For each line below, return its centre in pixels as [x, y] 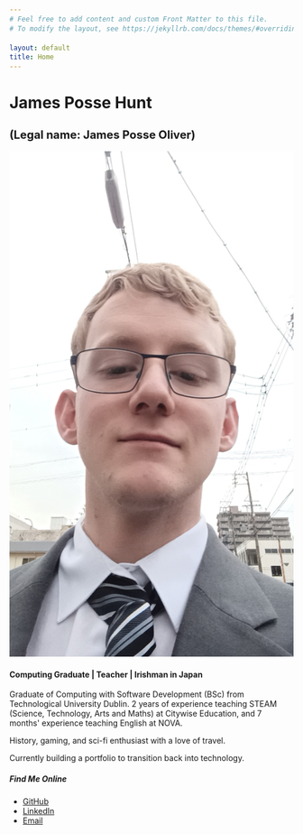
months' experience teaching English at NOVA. [96, 723]
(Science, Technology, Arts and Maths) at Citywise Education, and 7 [136, 714]
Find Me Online [38, 778]
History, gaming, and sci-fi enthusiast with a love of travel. [118, 741]
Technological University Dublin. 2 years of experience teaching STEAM [143, 704]
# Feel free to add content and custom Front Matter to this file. [139, 19]
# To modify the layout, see [64, 28]
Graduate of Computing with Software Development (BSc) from [127, 694]
